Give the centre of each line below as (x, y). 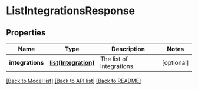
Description (128, 49)
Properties (26, 33)
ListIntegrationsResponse (71, 11)
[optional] (175, 63)
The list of (114, 59)
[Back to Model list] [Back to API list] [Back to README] (74, 81)
